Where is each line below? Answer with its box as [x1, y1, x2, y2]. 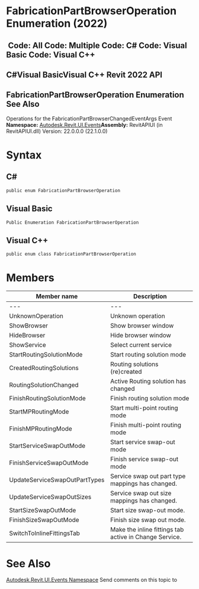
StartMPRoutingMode [9, 407, 69, 416]
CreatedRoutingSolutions [9, 364, 79, 372]
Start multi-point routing [110, 404, 179, 412]
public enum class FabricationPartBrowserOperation [6, 251, 136, 257]
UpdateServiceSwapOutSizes [9, 493, 92, 501]
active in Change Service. [110, 533, 182, 541]
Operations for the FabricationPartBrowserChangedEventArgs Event [6, 114, 172, 122]
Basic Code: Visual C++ [6, 49, 96, 60]
